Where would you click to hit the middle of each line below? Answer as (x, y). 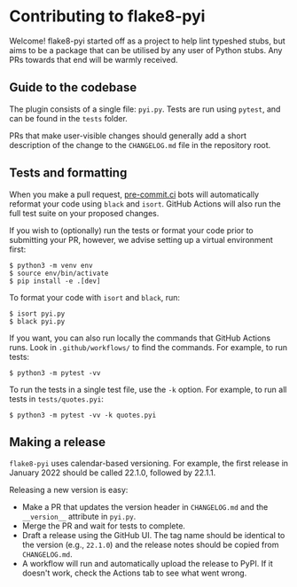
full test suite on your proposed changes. (84, 213)
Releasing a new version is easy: (69, 490)
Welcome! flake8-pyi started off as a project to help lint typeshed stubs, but (147, 41)
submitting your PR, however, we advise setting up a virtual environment (141, 239)
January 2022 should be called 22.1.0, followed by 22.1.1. (113, 473)
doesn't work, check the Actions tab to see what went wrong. (134, 573)
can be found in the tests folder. (69, 118)
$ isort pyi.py (37, 313)
